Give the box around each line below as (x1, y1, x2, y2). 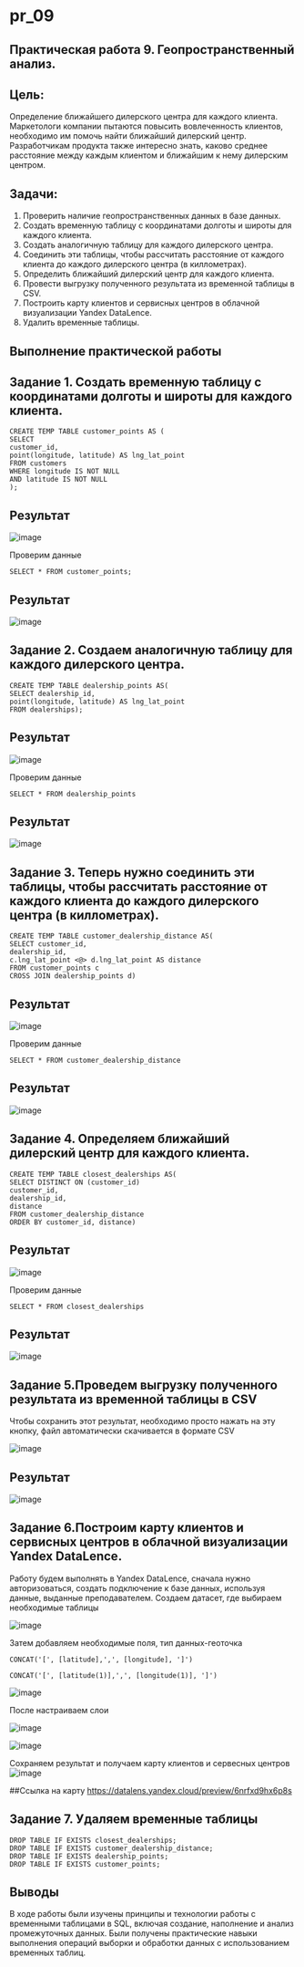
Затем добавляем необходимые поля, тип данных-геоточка (9, 1637, 243, 1648)
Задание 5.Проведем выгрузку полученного (9, 1377, 278, 1392)
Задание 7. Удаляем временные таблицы (9, 1812, 258, 1827)
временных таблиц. (9, 1947, 86, 1958)
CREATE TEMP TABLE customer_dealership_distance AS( (9, 931, 214, 941)
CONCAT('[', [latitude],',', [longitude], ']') (9, 1655, 194, 1664)
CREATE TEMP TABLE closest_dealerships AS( (9, 1170, 177, 1179)
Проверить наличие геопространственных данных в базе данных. (22, 211, 281, 222)
